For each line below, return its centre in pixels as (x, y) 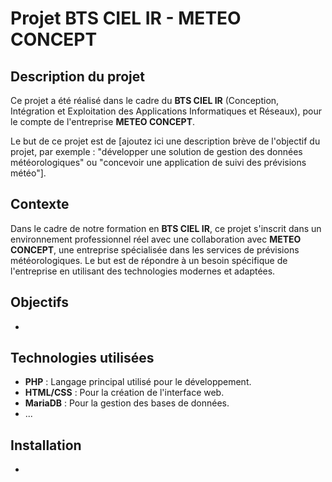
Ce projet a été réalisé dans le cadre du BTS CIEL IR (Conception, (145, 100)
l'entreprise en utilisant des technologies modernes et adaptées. (143, 271)
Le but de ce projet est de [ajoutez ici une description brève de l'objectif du (165, 141)
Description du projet (78, 76)
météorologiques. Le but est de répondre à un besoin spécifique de (149, 260)
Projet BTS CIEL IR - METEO (126, 18)
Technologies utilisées (82, 358)
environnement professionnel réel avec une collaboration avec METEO (156, 239)
